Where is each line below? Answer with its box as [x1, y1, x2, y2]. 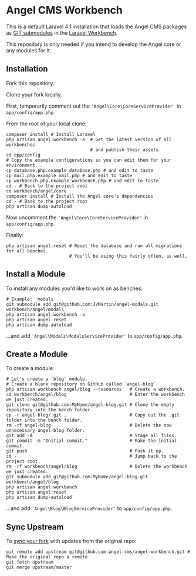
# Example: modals [6, 296, 54, 302]
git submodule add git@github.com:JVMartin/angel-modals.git [6, 301, 159, 307]
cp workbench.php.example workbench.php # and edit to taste [6, 178, 159, 184]
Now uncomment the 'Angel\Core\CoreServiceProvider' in [6, 214, 148, 221]
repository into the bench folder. [6, 407, 93, 413]
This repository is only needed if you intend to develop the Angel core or [6, 41, 181, 48]
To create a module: [6, 365, 55, 372]
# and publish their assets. [90, 147, 161, 153]
